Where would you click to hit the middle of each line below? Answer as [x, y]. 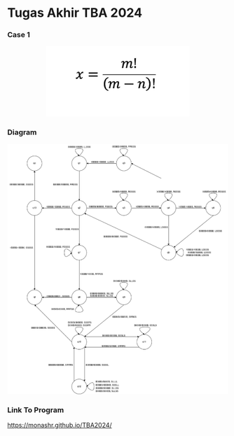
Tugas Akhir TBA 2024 [75, 13]
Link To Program [36, 409]
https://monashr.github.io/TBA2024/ [60, 426]
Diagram [22, 132]
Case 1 [19, 35]
